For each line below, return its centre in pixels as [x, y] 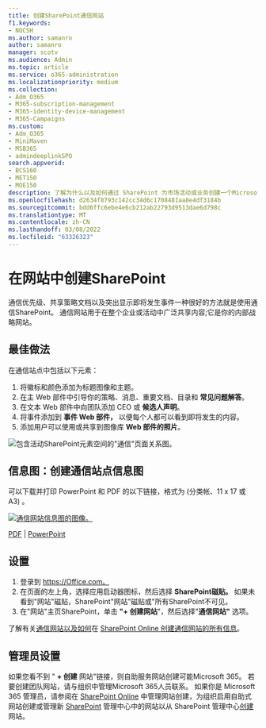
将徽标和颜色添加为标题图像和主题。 [79, 387]
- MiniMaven [28, 141]
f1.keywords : [30, 23]
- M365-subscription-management [61, 104]
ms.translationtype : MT [47, 215]
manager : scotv [33, 52]
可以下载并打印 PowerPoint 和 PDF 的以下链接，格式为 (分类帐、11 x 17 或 [127, 491]
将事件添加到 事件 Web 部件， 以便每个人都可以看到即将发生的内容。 [131, 417]
